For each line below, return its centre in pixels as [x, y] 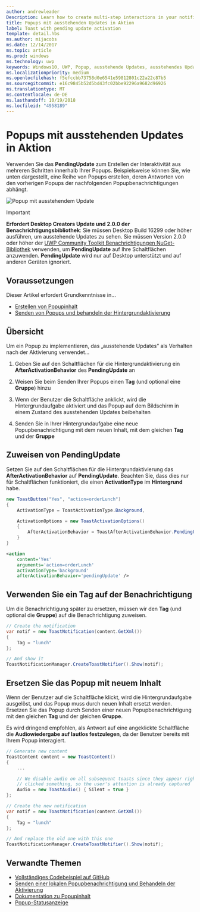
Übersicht [25, 332]
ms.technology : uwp [30, 61]
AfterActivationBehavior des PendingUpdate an [75, 370]
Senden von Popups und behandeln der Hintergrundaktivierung [93, 313]
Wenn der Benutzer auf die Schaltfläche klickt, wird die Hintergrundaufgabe [99, 697]
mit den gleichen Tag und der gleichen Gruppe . [65, 716]
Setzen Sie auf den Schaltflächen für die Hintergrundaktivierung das [90, 469]
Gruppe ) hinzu [33, 388]
